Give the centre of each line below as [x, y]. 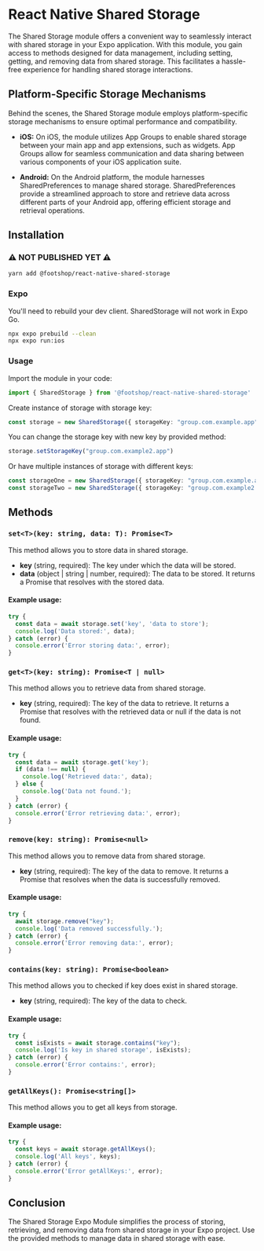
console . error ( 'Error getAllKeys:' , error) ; [89, 1171]
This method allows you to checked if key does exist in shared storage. [123, 986]
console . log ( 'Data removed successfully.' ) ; [89, 928]
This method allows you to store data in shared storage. [98, 550]
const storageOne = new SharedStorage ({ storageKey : [96, 481]
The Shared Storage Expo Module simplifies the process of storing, [117, 1222]
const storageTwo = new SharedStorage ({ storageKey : [96, 488]
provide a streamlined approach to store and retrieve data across [125, 193]
